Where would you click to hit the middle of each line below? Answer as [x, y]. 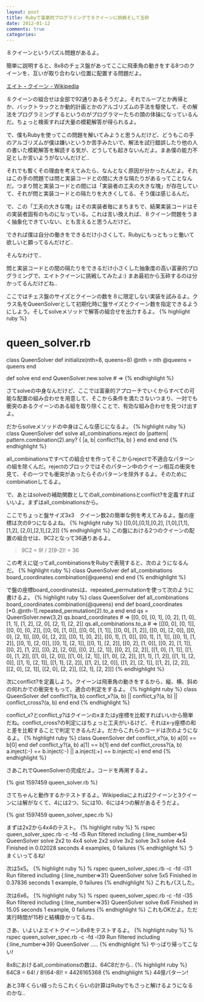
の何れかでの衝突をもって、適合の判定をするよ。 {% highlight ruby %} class [102, 690]
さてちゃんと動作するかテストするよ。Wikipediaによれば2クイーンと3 [94, 795]
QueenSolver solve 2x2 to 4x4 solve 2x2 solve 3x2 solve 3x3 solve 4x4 [96, 841]
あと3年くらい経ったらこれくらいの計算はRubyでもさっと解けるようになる [100, 986]
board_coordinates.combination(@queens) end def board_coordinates [94, 604]
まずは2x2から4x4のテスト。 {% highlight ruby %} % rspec [81, 827]
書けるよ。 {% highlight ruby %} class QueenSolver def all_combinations [97, 598]
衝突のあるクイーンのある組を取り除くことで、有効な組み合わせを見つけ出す [102, 406]
